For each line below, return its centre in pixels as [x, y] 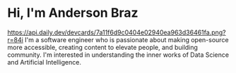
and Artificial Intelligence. [44, 62]
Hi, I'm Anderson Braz [73, 13]
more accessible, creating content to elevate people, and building [102, 47]
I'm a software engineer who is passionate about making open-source [126, 39]
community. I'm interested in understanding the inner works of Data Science [118, 55]
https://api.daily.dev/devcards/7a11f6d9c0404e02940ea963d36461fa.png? [117, 32]
